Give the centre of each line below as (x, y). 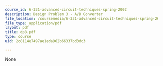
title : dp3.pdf (20, 32)
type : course (18, 37)
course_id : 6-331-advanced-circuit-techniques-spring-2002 (66, 9)
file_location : (20, 18)
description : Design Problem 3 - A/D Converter (54, 14)
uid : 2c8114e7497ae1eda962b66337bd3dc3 (45, 41)
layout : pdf (17, 28)
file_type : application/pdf (33, 23)
